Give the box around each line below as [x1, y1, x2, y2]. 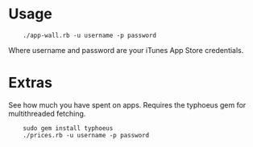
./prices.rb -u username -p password [23, 131, 150, 139]
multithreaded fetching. [8, 108, 86, 118]
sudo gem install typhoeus [23, 124, 114, 133]
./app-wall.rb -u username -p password [23, 31, 157, 39]
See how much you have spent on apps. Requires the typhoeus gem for [8, 100, 247, 109]
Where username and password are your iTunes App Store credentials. [8, 45, 244, 55]
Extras [8, 74, 52, 92]
